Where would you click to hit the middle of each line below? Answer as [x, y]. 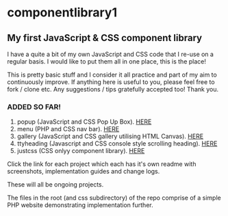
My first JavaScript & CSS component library [105, 38]
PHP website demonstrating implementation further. [80, 205]
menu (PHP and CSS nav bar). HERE [68, 129]
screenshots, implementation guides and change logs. [84, 172]
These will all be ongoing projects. [55, 185]
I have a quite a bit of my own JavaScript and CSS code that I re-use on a [111, 54]
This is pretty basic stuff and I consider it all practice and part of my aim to [112, 75]
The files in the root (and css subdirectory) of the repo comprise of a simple [114, 198]
